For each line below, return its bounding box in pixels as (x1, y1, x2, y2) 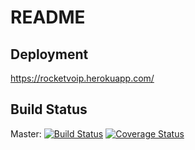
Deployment (10, 46, 89, 63)
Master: (10, 127, 42, 140)
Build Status (10, 101, 88, 118)
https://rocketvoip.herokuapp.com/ (10, 72, 155, 84)
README (10, 6, 86, 29)
